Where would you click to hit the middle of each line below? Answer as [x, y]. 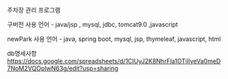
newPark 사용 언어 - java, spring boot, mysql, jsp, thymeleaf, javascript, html [114, 39]
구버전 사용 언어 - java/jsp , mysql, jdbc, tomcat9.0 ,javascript [93, 25]
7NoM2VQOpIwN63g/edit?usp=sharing [63, 68]
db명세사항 [22, 53]
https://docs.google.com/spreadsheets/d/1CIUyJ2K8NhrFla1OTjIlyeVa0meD [114, 61]
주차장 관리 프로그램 [34, 10]
